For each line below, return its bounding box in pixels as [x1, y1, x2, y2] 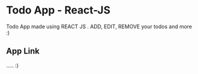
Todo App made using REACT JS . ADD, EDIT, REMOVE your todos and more [6, 23, 192, 30]
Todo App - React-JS [6, 4, 111, 17]
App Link [6, 46, 40, 56]
